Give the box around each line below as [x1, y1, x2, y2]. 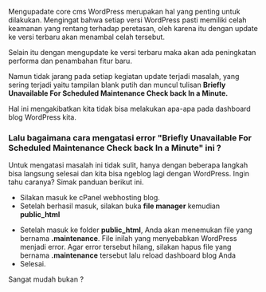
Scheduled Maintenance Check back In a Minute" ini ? [8, 142, 221, 153]
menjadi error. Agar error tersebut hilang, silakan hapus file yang [19, 243, 232, 252]
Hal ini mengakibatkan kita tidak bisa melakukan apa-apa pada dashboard [8, 104, 251, 113]
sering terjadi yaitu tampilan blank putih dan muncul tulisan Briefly [8, 80, 226, 89]
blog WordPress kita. [8, 112, 77, 122]
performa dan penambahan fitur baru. [8, 56, 133, 65]
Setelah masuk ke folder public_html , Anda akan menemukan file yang [19, 225, 252, 235]
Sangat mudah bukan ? [8, 274, 84, 284]
